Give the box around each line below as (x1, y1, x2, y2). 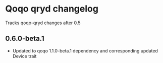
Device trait (12, 53, 37, 59)
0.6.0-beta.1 (5, 34, 44, 43)
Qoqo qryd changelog (5, 3, 98, 15)
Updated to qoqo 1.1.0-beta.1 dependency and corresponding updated (12, 47, 158, 53)
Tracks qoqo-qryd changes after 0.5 (5, 20, 81, 26)
